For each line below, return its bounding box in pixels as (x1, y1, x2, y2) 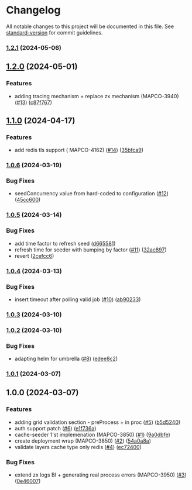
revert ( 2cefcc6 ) (14, 252, 54, 259)
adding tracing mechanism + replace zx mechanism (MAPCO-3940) (14, 92, 180, 99)
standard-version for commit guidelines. (6, 29, 103, 36)
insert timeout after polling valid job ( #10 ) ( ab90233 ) (14, 296, 141, 303)
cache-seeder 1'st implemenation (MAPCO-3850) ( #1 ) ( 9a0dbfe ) (14, 431, 171, 438)
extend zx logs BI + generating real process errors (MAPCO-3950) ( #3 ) (14, 471, 187, 478)
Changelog (6, 4, 61, 17)
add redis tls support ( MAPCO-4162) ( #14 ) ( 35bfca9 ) (14, 147, 144, 154)
